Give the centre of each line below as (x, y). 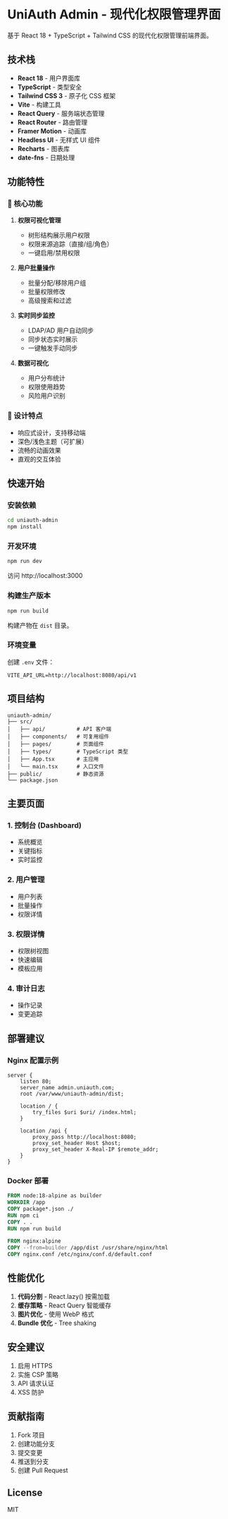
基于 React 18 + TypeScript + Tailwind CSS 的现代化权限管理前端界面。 (110, 35)
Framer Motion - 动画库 (52, 131)
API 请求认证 (36, 1383)
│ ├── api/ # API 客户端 (59, 729)
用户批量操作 (36, 268)
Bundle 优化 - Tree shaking (57, 1323)
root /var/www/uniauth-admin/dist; (72, 1094)
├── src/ (20, 721)
